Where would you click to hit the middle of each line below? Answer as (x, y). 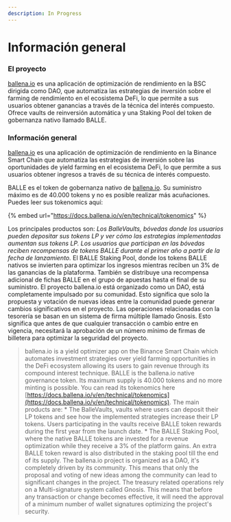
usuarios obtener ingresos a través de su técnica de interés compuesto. (109, 175)
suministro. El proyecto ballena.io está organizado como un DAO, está (106, 287)
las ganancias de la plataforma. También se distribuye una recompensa (108, 273)
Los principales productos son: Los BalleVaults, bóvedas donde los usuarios (115, 229)
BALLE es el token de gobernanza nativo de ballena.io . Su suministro (105, 188)
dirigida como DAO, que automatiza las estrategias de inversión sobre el (109, 91)
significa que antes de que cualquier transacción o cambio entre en (103, 323)
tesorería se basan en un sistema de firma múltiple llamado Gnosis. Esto (109, 316)
